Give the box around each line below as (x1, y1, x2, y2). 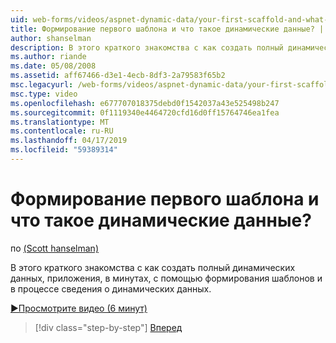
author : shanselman (10, 33, 92, 43)
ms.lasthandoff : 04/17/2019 (10, 136, 128, 146)
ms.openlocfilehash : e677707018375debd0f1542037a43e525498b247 (10, 98, 280, 108)
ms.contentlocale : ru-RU (10, 126, 114, 136)
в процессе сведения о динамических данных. (10, 282, 212, 295)
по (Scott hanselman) (10, 242, 99, 254)
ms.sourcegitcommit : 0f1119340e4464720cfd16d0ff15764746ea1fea (10, 107, 280, 118)
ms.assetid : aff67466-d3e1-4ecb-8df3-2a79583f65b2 (10, 71, 226, 81)
